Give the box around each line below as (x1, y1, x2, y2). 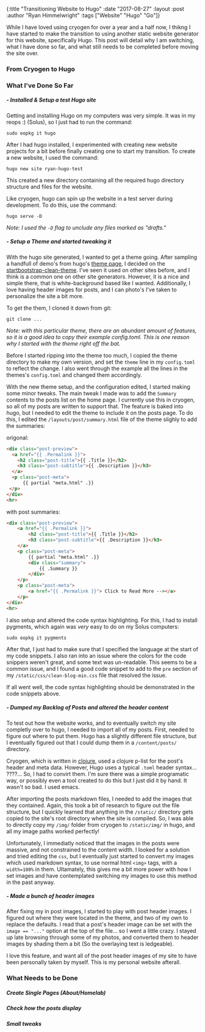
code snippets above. (6, 690, 61, 697)
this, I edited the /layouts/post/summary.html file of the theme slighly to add (6, 416, 197, 423)
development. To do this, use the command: (6, 201, 117, 209)
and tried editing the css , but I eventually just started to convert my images (6, 852, 194, 859)
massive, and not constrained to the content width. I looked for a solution (6, 846, 190, 853)
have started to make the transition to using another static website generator (6, 30, 199, 37)
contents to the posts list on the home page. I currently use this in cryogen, (6, 396, 195, 403)
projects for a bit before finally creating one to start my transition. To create (6, 147, 196, 155)
